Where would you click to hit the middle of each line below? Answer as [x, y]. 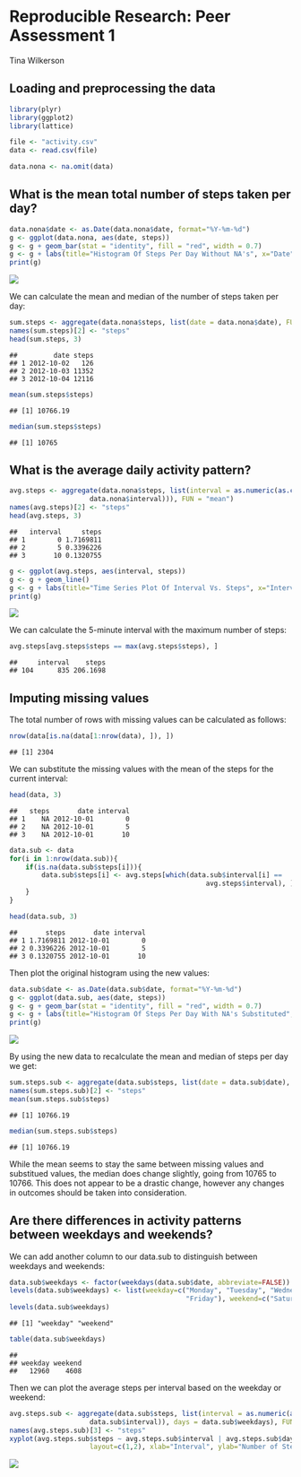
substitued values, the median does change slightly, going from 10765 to [143, 1173]
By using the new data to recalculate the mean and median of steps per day [149, 1056]
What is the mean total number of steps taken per [150, 195]
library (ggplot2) [42, 117]
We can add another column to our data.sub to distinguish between [133, 1256]
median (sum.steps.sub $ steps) [64, 1131]
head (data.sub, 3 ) [43, 917]
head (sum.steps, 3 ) [46, 339]
